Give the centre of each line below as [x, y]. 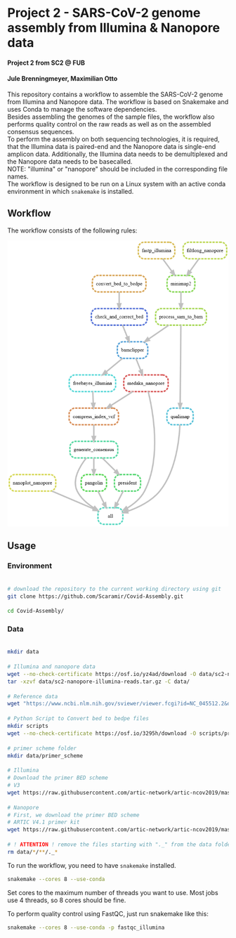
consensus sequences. [41, 131]
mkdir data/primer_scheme [45, 756]
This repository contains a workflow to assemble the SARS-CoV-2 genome [115, 94]
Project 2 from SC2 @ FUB [46, 63]
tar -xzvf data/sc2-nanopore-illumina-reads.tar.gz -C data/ [99, 682]
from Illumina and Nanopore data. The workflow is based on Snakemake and [118, 102]
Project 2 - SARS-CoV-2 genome [104, 13]
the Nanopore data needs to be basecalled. [70, 161]
